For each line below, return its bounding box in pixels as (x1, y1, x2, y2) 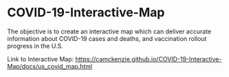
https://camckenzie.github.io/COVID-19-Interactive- (75, 55, 222, 63)
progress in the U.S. (7, 42, 64, 50)
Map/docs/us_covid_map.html (7, 62, 93, 70)
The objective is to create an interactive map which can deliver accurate (7, 27, 212, 35)
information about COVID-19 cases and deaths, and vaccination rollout (7, 34, 207, 42)
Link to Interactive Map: (7, 55, 74, 63)
